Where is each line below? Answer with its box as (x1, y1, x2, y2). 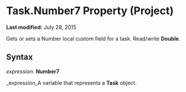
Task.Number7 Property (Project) (6, 4, 174, 18)
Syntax (6, 52, 33, 63)
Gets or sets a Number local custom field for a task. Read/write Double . (6, 35, 181, 42)
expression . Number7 (6, 68, 60, 75)
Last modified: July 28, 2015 (6, 24, 77, 31)
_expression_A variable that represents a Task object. (6, 79, 137, 86)
